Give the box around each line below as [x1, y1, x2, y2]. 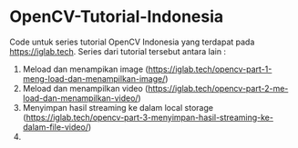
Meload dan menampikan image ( [22, 64, 149, 74]
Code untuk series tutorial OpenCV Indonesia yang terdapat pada [9, 36, 255, 47]
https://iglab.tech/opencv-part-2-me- [147, 83, 289, 94]
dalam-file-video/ [22, 121, 89, 133]
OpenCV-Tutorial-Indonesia [9, 6, 224, 27]
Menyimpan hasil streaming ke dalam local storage [22, 102, 214, 113]
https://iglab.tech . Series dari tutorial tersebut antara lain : [9, 45, 226, 56]
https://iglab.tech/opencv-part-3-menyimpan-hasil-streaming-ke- [26, 112, 273, 123]
